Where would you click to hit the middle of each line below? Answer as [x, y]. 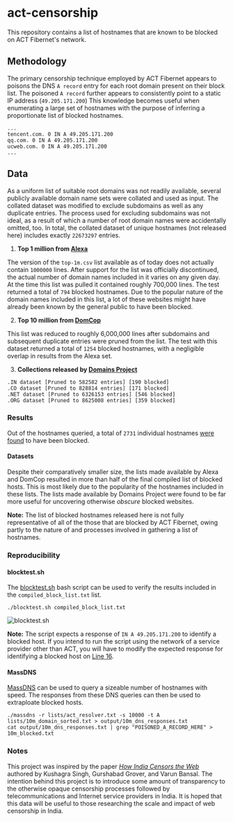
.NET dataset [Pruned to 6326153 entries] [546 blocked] [91, 394]
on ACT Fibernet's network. [47, 39]
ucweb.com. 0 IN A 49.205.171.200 [57, 146]
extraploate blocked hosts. [45, 703]
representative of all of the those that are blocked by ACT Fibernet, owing [113, 523]
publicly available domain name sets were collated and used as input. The [113, 198]
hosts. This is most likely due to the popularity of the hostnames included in [115, 487]
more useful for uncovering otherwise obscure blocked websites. [101, 502]
